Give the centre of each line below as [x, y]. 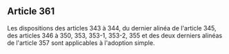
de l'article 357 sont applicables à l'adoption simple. [81, 43]
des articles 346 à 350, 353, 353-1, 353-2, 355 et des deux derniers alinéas [115, 35]
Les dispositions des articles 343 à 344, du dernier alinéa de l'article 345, [112, 28]
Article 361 [31, 11]
